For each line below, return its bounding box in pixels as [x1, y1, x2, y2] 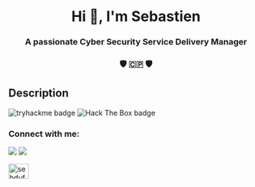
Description [8, 87, 69, 100]
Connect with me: [8, 128, 80, 139]
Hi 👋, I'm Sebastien [71, 7, 201, 26]
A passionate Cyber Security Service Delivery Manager [24, 36, 248, 48]
